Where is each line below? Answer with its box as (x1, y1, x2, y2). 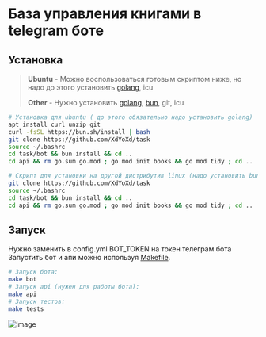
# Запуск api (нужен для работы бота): (8, 283, 140, 291)
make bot (8, 275, 37, 284)
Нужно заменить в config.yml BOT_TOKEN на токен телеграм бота (8, 244, 232, 254)
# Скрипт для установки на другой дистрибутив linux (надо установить (8, 172, 246, 180)
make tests (8, 304, 44, 313)
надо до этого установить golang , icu (27, 82, 154, 92)
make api (8, 290, 37, 298)
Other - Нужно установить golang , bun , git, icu (27, 98, 184, 107)
